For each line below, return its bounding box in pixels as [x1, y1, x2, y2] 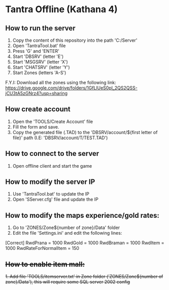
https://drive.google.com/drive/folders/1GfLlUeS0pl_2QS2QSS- [5, 85, 138, 91]
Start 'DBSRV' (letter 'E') [12, 53, 64, 59]
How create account [5, 105, 71, 114]
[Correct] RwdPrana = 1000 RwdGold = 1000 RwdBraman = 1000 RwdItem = [5, 240, 164, 246]
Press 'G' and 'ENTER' [12, 48, 59, 54]
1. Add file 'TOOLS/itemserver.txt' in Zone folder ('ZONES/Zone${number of [5, 273, 163, 280]
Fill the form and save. [12, 123, 59, 130]
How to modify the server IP [5, 178, 95, 186]
